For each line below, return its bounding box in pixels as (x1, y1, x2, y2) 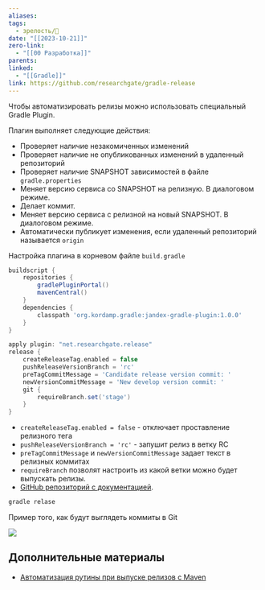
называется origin (19, 235, 84, 245)
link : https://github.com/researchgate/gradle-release (8, 79, 196, 87)
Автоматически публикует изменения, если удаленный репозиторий (19, 226, 257, 236)
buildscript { (8, 266, 56, 274)
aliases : (8, 11, 38, 20)
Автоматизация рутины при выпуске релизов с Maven (19, 572, 206, 582)
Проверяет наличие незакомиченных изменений (19, 141, 189, 151)
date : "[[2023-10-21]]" (8, 34, 88, 43)
